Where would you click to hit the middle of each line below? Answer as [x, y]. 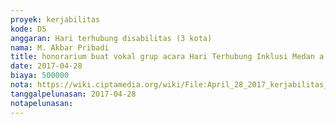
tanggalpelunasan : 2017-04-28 [73, 94]
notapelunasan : [42, 103]
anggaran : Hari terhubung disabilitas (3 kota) [111, 38]
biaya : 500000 [40, 76]
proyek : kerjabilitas [55, 19]
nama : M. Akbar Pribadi [60, 47]
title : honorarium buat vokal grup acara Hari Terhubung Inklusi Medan [162, 57]
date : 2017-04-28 [46, 66]
